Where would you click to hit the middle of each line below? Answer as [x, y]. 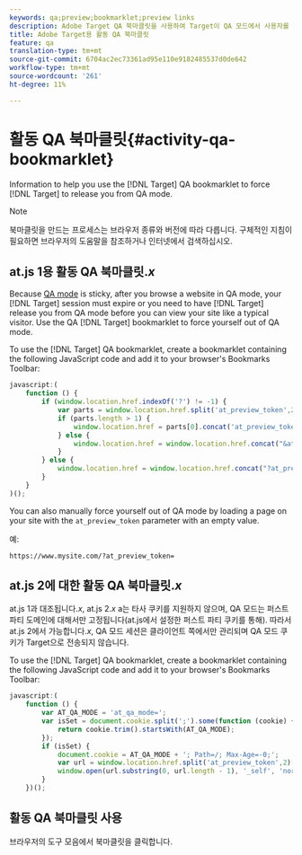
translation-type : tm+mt [56, 51]
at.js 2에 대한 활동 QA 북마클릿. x [96, 586]
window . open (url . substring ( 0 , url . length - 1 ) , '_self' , [166, 771]
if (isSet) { [66, 746]
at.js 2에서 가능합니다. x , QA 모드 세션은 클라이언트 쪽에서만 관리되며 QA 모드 [144, 631]
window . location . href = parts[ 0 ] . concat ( [152, 427]
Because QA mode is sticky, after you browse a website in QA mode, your [145, 294]
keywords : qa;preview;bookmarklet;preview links [102, 18]
